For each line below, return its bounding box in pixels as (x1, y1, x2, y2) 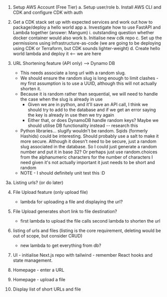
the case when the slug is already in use (20, 96, 103, 102)
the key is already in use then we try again (27, 112, 114, 118)
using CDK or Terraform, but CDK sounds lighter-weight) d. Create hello (12, 46, 161, 51)
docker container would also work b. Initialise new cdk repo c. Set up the (12, 35, 162, 41)
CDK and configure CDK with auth (12, 9, 83, 15)
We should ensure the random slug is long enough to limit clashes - (20, 75, 159, 81)
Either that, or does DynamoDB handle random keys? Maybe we (27, 118, 159, 123)
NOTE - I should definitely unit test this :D (20, 170, 105, 176)
